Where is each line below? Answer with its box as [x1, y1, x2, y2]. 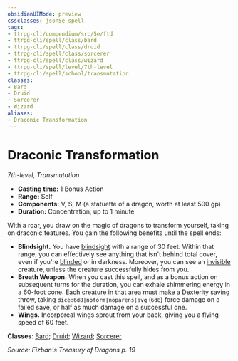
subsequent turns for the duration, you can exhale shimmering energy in [17, 280, 230, 288]
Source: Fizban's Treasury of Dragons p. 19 [7, 345, 135, 354]
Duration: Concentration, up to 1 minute [17, 207, 135, 216]
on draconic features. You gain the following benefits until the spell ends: [7, 229, 222, 237]
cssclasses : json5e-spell [7, 17, 84, 24]
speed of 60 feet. [17, 318, 69, 326]
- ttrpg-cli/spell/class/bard [7, 37, 98, 44]
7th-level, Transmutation [7, 170, 80, 179]
